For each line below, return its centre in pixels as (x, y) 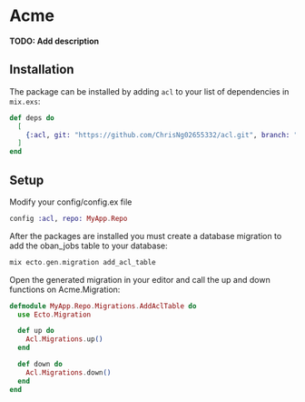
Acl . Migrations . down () (69, 372)
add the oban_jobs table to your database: (89, 246)
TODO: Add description (54, 41)
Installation (42, 70)
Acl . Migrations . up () (64, 339)
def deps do (32, 118)
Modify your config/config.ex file (71, 202)
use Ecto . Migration (54, 315)
